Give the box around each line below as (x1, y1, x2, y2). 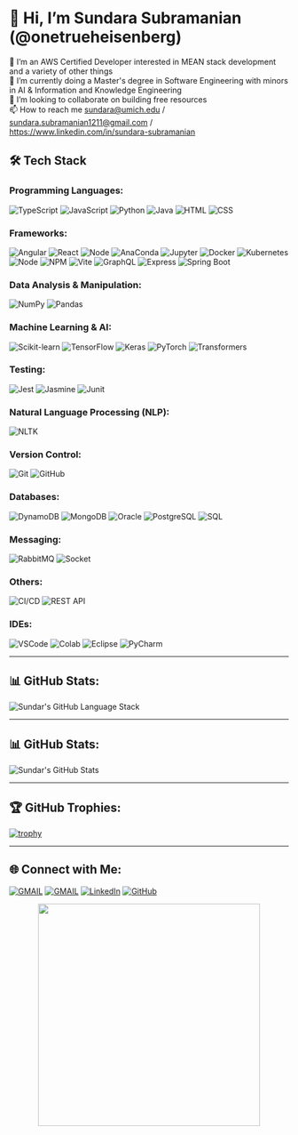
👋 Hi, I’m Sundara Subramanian (9, 8, 242, 28)
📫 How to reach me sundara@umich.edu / (9, 104, 166, 115)
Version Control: (9, 448, 82, 461)
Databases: (9, 491, 60, 503)
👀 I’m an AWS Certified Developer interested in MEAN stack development (9, 56, 277, 67)
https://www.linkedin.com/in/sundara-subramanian (9, 126, 196, 137)
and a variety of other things (9, 66, 114, 76)
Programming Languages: (9, 184, 124, 197)
